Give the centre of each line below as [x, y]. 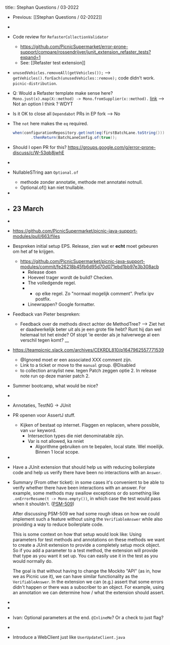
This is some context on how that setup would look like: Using [77, 534]
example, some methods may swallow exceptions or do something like [86, 493]
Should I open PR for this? [39, 147]
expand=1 [30, 57]
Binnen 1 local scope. [57, 452]
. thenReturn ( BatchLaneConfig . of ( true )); [74, 137]
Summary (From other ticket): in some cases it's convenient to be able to [88, 482]
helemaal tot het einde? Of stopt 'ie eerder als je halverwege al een [90, 334]
